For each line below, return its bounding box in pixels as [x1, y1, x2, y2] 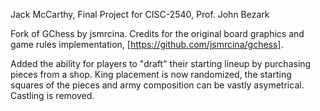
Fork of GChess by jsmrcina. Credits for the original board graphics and [10, 28, 305, 39]
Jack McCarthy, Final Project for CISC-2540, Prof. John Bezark [10, 9, 270, 20]
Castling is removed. [10, 90, 95, 101]
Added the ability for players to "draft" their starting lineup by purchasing [10, 58, 312, 69]
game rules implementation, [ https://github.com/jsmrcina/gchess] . [10, 39, 284, 50]
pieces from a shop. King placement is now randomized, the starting [10, 69, 292, 80]
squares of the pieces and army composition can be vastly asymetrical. [10, 79, 305, 91]
